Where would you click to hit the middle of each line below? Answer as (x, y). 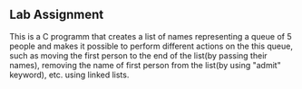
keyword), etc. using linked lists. (69, 75)
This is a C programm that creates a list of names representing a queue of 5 (151, 36)
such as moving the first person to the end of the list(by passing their (138, 55)
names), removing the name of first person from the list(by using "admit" (145, 65)
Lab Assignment (57, 15)
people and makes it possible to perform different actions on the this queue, (151, 46)
